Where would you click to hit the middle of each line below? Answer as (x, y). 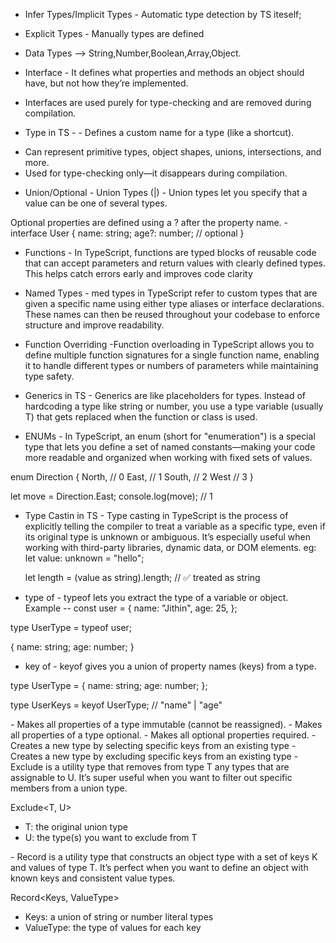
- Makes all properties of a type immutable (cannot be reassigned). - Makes (166, 724)
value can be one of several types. (96, 203)
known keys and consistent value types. (93, 878)
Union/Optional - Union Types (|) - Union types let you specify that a (166, 192)
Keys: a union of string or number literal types (119, 917)
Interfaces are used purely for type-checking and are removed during (168, 102)
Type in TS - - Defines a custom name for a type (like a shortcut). (159, 132)
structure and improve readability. (94, 325)
